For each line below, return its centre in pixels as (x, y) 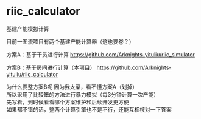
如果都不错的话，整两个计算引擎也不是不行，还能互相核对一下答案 (89, 109)
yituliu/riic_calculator (32, 74)
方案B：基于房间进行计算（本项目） (51, 67)
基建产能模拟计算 (28, 29)
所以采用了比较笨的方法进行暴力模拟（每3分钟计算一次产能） (83, 94)
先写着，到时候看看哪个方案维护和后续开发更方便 (68, 102)
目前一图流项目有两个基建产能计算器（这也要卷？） (70, 41)
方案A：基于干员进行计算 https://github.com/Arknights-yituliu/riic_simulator (100, 54)
